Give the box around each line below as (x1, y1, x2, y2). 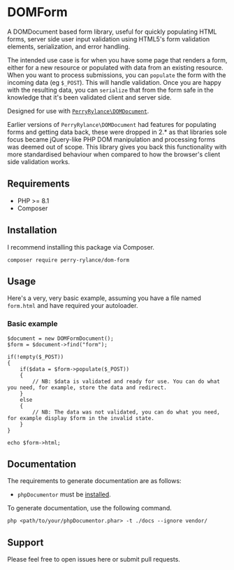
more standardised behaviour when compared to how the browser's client (7, 150, 221, 158)
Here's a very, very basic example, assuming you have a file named (7, 294, 201, 302)
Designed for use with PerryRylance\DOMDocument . (7, 107, 149, 115)
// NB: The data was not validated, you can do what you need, (32, 408, 220, 416)
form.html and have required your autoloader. (7, 301, 138, 310)
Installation (7, 224, 57, 236)
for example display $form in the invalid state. (7, 414, 155, 421)
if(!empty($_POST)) (7, 353, 64, 360)
